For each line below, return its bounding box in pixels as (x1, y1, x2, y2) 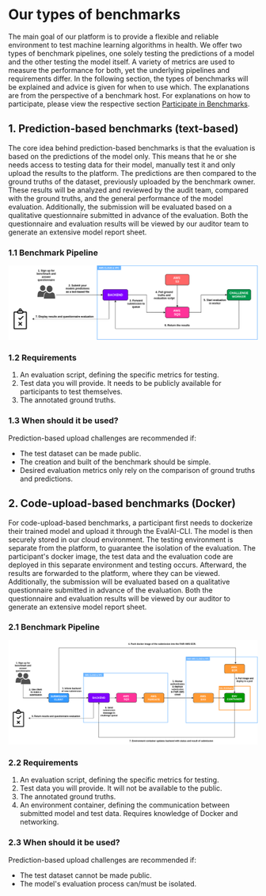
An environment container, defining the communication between (19, 800, 230, 810)
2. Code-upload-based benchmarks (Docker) (8, 497, 236, 510)
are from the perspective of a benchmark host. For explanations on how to (8, 90, 251, 100)
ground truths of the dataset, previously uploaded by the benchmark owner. (8, 177, 256, 186)
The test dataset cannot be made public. (19, 870, 152, 880)
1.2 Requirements (8, 353, 77, 364)
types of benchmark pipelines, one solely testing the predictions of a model (8, 48, 255, 58)
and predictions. (19, 474, 74, 483)
